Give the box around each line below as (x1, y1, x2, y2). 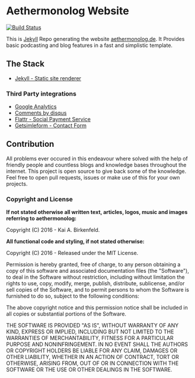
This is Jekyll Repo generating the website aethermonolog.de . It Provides (6, 35, 185, 42)
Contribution (6, 139, 55, 149)
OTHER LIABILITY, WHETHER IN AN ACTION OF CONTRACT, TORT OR (6, 354, 179, 361)
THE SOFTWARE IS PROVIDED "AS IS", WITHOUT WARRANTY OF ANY (6, 322, 179, 329)
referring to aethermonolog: (6, 215, 77, 222)
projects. (6, 180, 28, 187)
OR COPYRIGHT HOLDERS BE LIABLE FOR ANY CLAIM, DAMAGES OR (6, 347, 178, 354)
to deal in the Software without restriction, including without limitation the (6, 273, 185, 281)
